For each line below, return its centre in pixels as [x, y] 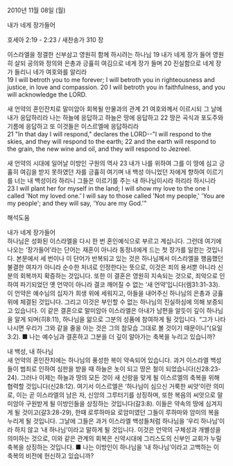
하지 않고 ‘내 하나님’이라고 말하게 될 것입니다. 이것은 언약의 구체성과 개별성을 [118, 429]
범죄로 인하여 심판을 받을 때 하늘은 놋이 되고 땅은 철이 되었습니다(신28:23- [120, 369]
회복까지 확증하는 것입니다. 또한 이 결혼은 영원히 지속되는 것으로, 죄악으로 [119, 276]
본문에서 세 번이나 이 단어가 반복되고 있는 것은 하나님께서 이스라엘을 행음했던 [120, 258]
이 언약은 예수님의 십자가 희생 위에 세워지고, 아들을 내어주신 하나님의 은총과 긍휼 [115, 293]
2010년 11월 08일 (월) [36, 10]
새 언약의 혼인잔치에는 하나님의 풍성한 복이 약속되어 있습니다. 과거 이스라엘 [108, 360]
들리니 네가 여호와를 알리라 [51, 72]
